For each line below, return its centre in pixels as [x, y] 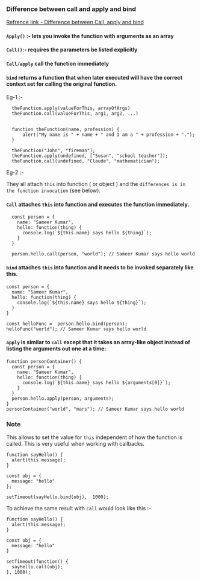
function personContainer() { [44, 361]
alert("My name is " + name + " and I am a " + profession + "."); [109, 135]
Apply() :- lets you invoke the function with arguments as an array [90, 36]
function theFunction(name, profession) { [66, 130]
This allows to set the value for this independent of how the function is [94, 437]
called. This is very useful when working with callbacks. [76, 444]
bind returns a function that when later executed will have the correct [94, 77]
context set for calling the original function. [62, 84]
